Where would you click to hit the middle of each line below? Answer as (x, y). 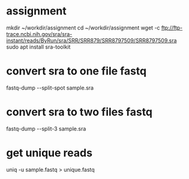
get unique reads (49, 153)
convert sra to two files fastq (79, 112)
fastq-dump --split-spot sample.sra (50, 88)
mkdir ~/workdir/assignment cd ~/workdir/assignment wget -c (83, 28)
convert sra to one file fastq (76, 71)
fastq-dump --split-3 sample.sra (46, 129)
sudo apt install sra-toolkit (38, 47)
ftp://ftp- (172, 28)
